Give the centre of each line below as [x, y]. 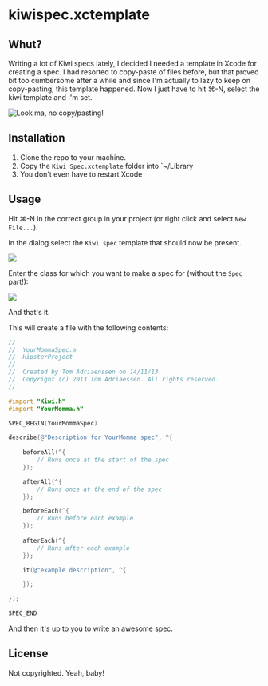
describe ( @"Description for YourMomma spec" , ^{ [91, 437]
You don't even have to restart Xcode [81, 174]
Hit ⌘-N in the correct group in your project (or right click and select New [127, 218]
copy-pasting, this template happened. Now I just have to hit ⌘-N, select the [134, 89]
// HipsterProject [41, 357]
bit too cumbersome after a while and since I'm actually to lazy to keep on [130, 80]
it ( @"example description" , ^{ [75, 570]
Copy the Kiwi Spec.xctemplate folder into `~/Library [106, 166]
